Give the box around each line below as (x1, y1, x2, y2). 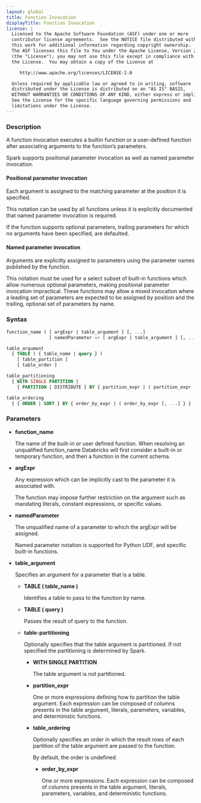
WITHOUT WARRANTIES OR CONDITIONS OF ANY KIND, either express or (11, 92, 181, 98)
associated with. (14, 482, 56, 489)
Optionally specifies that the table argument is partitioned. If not (23, 641, 181, 648)
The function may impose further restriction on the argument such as (14, 494, 185, 501)
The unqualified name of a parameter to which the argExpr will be (14, 523, 176, 530)
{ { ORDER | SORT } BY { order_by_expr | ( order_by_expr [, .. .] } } (11, 400, 191, 406)
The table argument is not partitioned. (32, 670, 126, 677)
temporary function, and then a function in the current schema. (14, 452, 170, 460)
